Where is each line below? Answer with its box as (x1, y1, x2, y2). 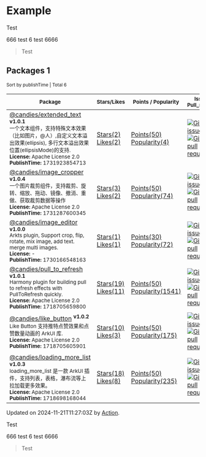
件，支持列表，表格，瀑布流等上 (9, 375, 86, 382)
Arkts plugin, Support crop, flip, (9, 231, 85, 239)
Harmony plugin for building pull (9, 278, 87, 285)
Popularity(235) (131, 377, 178, 385)
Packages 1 (6, 66, 50, 76)
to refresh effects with (9, 285, 63, 291)
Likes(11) (96, 286, 125, 295)
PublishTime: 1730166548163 (9, 256, 86, 263)
